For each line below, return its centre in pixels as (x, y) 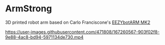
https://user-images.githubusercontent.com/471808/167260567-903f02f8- (82, 32)
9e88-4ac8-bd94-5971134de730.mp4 (44, 37)
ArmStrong (29, 9)
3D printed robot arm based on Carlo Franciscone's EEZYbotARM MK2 (78, 22)
